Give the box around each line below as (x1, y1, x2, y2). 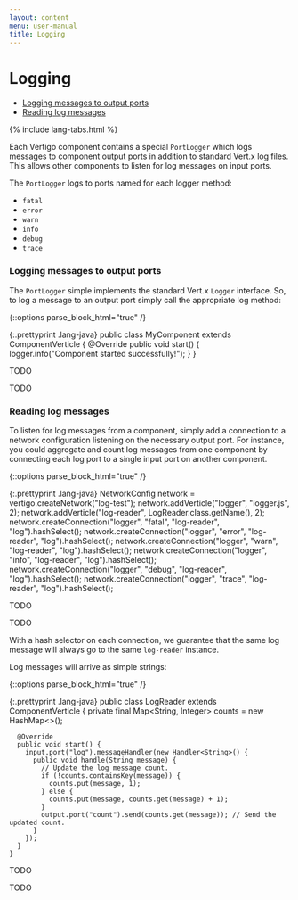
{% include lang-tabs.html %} (9, 124, 118, 135)
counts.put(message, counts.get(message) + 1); (48, 795, 229, 804)
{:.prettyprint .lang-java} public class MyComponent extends (9, 329, 231, 340)
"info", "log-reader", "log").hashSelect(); (9, 554, 157, 565)
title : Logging (9, 29, 66, 38)
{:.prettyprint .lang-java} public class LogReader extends (9, 696, 217, 706)
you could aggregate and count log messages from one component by (9, 443, 269, 455)
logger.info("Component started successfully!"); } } (9, 348, 197, 359)
